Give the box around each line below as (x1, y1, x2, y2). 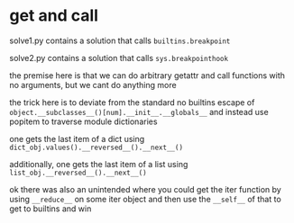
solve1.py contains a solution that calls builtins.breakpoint (9, 35, 231, 46)
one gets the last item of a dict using (9, 133, 145, 144)
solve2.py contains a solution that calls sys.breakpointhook (9, 52, 228, 63)
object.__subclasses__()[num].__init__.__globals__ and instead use (9, 106, 269, 117)
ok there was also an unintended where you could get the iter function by (9, 183, 281, 194)
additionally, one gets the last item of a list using (9, 158, 188, 169)
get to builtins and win (9, 203, 92, 214)
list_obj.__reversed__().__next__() (9, 168, 147, 177)
